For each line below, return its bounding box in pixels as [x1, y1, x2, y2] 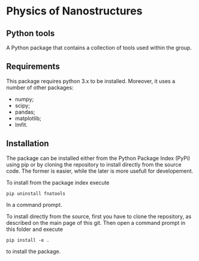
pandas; [14, 108, 35, 115]
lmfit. [14, 121, 28, 128]
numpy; [14, 95, 34, 103]
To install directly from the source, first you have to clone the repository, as [6, 212, 192, 220]
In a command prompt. [6, 201, 62, 208]
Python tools [6, 28, 55, 38]
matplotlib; [14, 114, 42, 121]
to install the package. [6, 248, 61, 255]
